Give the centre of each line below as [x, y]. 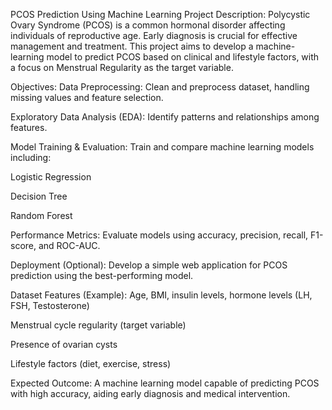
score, [23, 245]
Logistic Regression [51, 177]
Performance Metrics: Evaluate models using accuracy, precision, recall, [159, 235]
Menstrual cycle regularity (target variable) [98, 325]
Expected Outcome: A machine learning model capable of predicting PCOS [165, 383]
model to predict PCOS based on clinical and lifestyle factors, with [183, 57]
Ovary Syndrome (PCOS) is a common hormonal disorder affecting [148, 25]
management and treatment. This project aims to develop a [132, 46]
